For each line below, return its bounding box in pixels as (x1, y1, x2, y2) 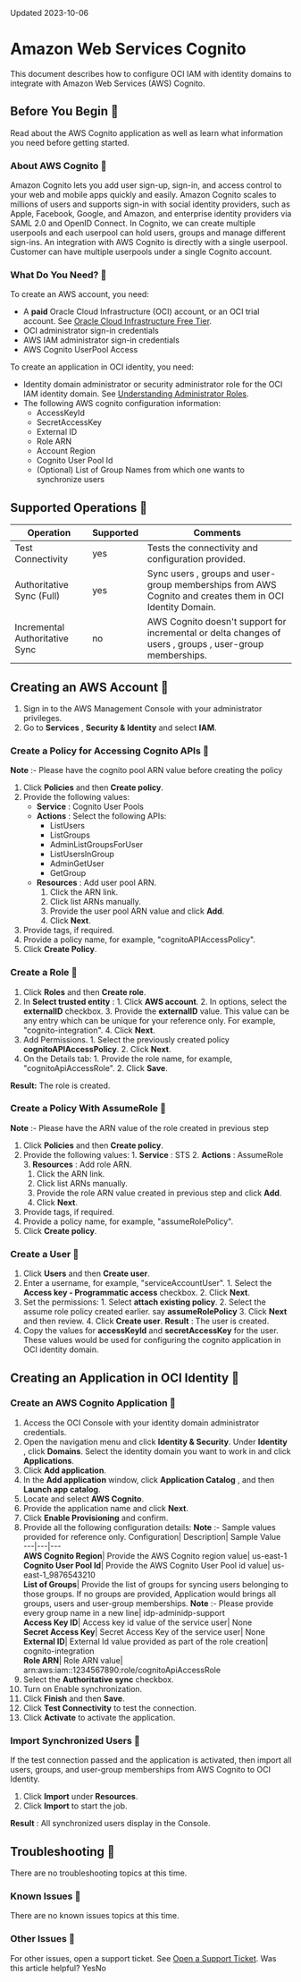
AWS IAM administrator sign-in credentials (22, 335, 180, 345)
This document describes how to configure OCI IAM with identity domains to (10, 68, 292, 79)
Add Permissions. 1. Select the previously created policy (22, 1034, 230, 1045)
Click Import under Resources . (22, 1791, 138, 1802)
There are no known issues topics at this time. (10, 1910, 180, 1921)
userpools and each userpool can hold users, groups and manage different (10, 227, 287, 238)
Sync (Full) (14, 590, 61, 602)
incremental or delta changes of (146, 626, 281, 639)
